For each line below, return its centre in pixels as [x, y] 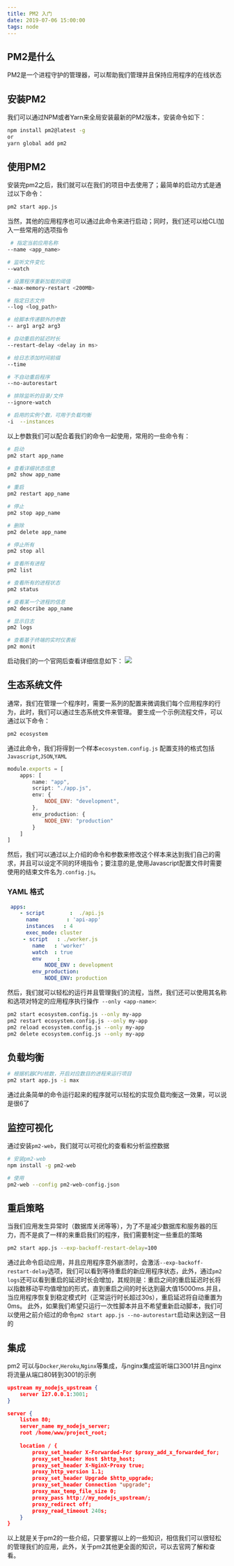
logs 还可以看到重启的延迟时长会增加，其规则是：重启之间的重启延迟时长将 [114, 1280]
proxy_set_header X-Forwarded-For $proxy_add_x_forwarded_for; [126, 1452]
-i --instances [31, 421]
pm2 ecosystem [28, 734]
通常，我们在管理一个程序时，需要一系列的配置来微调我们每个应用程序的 [111, 703]
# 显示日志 [21, 621]
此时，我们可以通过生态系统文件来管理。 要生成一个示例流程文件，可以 [121, 712]
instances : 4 [49, 927]
